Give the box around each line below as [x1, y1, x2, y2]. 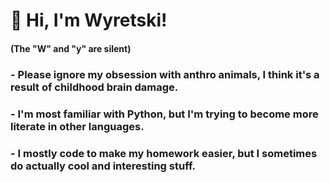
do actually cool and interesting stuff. [10, 159, 197, 173]
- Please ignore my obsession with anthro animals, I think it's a [10, 67, 320, 81]
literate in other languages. [10, 119, 145, 133]
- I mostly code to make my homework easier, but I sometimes [10, 146, 318, 160]
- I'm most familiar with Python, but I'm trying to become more [10, 107, 319, 121]
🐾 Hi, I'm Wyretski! [10, 9, 168, 32]
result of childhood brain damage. [10, 80, 179, 94]
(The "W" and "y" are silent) [10, 42, 132, 54]
